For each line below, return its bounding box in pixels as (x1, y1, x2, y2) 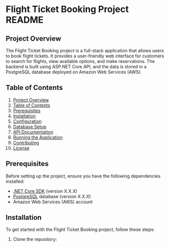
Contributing (13, 139, 39, 145)
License (13, 145, 30, 151)
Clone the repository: (13, 236, 57, 242)
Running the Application (13, 134, 63, 140)
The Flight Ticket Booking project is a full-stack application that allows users (6, 48, 164, 53)
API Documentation (13, 129, 53, 135)
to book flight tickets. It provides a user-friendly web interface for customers (6, 53, 164, 59)
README (6, 14, 44, 26)
